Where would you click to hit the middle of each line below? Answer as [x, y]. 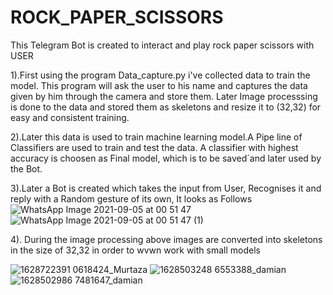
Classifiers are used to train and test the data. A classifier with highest [154, 147]
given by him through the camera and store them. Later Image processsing [164, 96]
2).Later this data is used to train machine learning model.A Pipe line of [156, 137]
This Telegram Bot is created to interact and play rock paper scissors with [162, 45]
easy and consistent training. [70, 117]
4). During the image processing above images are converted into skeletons [166, 239]
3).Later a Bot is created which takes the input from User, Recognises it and [166, 188]
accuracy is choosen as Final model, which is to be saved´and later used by [166, 158]
